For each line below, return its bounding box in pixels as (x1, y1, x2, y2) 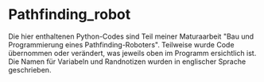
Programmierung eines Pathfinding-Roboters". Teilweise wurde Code (8, 39, 235, 49)
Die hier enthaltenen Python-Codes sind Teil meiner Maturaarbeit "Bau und (8, 32, 254, 41)
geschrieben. (8, 65, 52, 74)
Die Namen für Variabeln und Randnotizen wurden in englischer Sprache (8, 57, 247, 66)
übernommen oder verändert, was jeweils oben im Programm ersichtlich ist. (8, 48, 257, 58)
